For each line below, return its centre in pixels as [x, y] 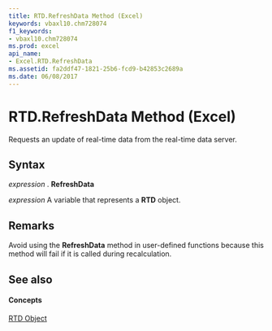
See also [30, 279]
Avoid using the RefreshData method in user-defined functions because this [136, 246]
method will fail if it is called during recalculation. [90, 254]
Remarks [32, 226]
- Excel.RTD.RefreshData [50, 62]
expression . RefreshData [52, 185]
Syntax [27, 165]
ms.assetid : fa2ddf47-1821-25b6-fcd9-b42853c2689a [96, 69]
